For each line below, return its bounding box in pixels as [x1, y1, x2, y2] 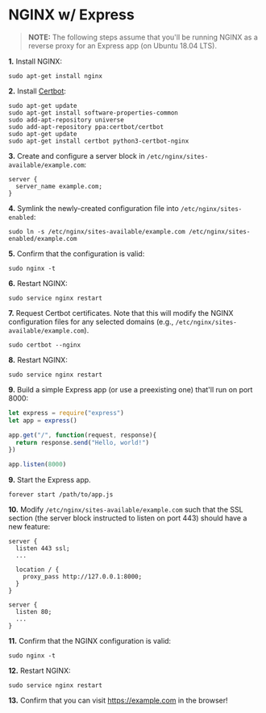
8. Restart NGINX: [8, 354, 69, 364]
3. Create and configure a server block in [8, 151, 145, 160]
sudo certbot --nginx [8, 341, 81, 349]
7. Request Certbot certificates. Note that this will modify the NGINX [8, 308, 234, 317]
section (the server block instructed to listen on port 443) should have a [8, 513, 247, 523]
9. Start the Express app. [8, 475, 91, 485]
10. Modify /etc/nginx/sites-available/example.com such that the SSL [8, 505, 243, 515]
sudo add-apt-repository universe [8, 115, 125, 124]
